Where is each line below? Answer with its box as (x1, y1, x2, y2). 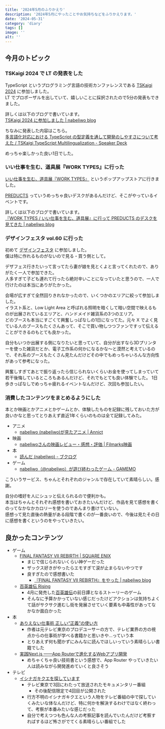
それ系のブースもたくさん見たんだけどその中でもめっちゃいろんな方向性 (13, 352, 160, 358)
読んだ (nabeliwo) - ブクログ (19, 454, 77, 460)
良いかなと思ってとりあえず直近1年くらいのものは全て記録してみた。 (5, 412, 144, 418)
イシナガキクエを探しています (19, 675, 80, 681)
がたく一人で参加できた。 (5, 270, 57, 276)
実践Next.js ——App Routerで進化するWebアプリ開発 (19, 651, 128, 657)
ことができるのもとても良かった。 (5, 329, 74, 335)
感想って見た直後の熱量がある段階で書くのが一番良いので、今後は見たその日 (5, 512, 160, 518)
